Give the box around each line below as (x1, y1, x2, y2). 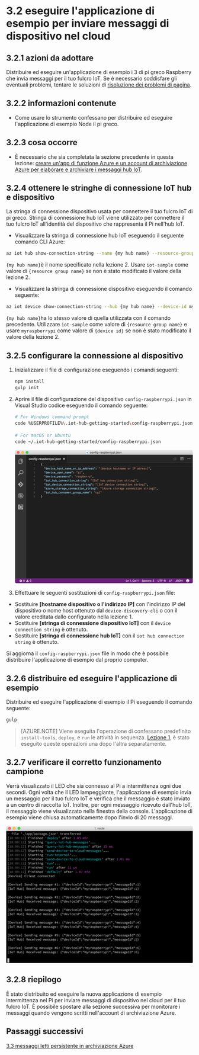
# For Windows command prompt (14, 413, 90, 420)
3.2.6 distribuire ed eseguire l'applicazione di (6, 674, 178, 684)
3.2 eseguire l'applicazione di (6, 4, 155, 18)
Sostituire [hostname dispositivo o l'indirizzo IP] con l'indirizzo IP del (14, 601, 185, 608)
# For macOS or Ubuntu (14, 432, 71, 439)
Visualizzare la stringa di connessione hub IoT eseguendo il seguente (14, 232, 184, 239)
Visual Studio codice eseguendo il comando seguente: (14, 402, 148, 409)
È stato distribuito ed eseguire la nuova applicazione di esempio (6, 990, 162, 998)
